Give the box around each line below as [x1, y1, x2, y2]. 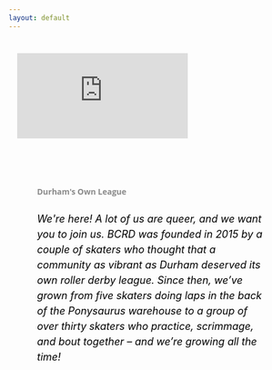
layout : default [8, 13, 70, 23]
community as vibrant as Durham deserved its [36, 258, 261, 272]
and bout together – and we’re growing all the [36, 335, 257, 348]
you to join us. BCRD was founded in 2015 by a [36, 228, 263, 241]
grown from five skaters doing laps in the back [36, 289, 263, 303]
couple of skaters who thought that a [36, 243, 217, 256]
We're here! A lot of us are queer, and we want [36, 213, 262, 225]
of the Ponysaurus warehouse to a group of [36, 305, 248, 318]
